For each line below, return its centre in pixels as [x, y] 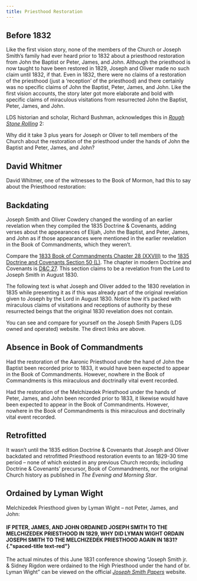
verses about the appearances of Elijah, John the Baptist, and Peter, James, [98, 232]
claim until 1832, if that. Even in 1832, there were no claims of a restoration [96, 75]
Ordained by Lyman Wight [55, 493]
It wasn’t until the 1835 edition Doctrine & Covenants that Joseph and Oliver [98, 449]
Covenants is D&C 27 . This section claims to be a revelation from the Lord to [98, 268]
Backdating [27, 205]
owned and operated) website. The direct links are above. [76, 329]
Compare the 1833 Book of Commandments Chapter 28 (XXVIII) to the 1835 [98, 256]
